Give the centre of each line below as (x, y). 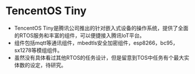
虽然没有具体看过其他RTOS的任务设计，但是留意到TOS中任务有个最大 (99, 57)
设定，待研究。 (48, 65)
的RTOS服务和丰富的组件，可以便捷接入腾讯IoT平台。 (79, 35)
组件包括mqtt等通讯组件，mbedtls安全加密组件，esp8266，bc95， (96, 43)
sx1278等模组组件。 (38, 50)
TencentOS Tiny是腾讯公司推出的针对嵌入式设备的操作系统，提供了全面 (101, 28)
